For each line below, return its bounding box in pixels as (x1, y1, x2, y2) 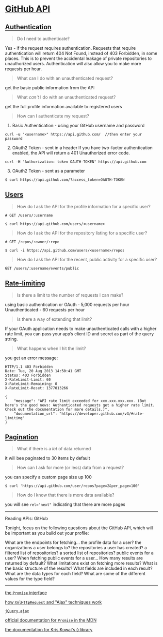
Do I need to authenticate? (16, 36, 70, 41)
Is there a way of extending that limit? (16, 316, 92, 322)
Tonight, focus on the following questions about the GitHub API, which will (5, 525, 153, 531)
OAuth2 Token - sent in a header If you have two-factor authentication (12, 145, 153, 151)
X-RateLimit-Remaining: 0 (5, 381, 57, 386)
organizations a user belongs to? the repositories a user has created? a (5, 545, 147, 551)
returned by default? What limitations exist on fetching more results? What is (5, 560, 158, 566)
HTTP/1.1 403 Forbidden (5, 364, 53, 369)
